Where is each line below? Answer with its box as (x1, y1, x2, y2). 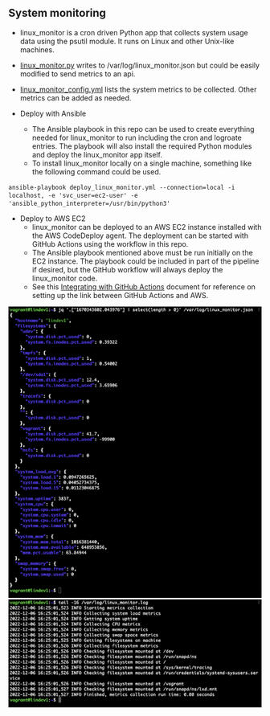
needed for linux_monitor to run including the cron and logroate (31, 133, 243, 142)
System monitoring (8, 6, 107, 20)
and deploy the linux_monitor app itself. (31, 149, 163, 159)
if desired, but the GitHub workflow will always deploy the (31, 264, 223, 274)
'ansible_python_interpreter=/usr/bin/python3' (8, 199, 171, 207)
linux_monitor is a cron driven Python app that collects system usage (19, 27, 248, 37)
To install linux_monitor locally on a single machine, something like (31, 158, 252, 168)
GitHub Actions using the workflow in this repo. (31, 239, 189, 248)
